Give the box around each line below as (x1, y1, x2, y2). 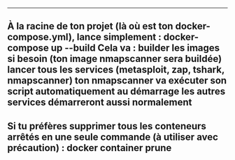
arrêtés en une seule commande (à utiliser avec (7, 131, 219, 143)
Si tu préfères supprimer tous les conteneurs (7, 120, 206, 132)
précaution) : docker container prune (7, 142, 172, 154)
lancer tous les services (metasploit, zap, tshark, (7, 64, 225, 76)
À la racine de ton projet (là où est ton (7, 20, 173, 32)
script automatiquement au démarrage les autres (7, 86, 226, 97)
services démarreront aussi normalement (7, 97, 192, 109)
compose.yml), (7, 31, 75, 43)
